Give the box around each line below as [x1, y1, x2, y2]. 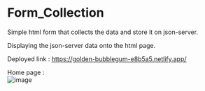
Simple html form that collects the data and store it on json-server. [7, 28, 198, 36]
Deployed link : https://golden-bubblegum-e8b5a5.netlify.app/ [7, 54, 187, 63]
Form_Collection [7, 5, 104, 21]
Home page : [7, 68, 45, 76]
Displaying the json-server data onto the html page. [7, 41, 156, 49]
